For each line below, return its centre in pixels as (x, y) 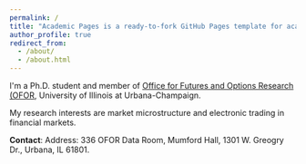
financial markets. (43, 122)
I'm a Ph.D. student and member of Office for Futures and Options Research (152, 86)
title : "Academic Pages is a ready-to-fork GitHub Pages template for (146, 26)
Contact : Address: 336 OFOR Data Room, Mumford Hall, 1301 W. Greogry (147, 140)
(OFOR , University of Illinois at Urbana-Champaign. (106, 95)
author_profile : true (51, 34)
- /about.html (44, 60)
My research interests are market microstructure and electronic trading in (147, 113)
